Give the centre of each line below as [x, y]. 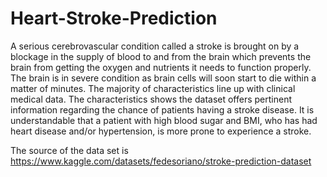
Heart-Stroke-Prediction [114, 18]
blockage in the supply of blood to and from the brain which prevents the [161, 56]
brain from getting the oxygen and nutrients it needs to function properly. [161, 67]
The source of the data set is [69, 150]
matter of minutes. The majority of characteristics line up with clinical [153, 88]
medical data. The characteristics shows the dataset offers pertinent [151, 99]
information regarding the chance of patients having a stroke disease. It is [162, 109]
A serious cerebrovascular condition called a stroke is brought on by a [155, 46]
